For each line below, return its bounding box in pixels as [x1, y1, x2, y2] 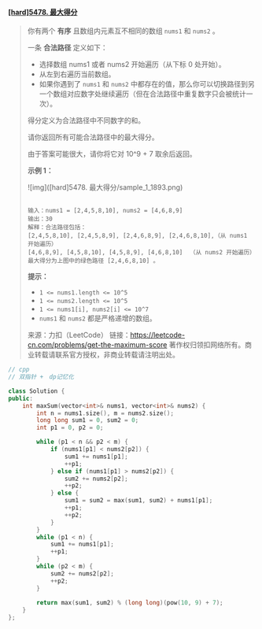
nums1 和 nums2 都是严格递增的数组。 [39, 313, 157, 323]
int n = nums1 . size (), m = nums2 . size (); [36, 409, 175, 417]
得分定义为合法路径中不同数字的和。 [27, 116, 146, 125]
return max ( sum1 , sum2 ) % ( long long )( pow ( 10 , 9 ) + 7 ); [36, 599, 223, 607]
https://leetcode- [129, 331, 186, 340]
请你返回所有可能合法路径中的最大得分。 [27, 132, 159, 142]
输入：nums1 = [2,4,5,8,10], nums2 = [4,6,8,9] [27, 207, 183, 215]
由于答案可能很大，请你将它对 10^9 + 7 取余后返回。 [27, 150, 197, 159]
